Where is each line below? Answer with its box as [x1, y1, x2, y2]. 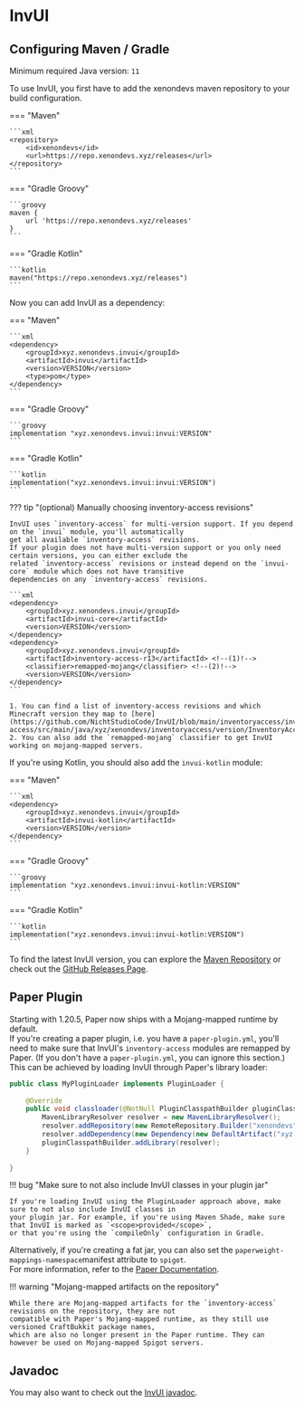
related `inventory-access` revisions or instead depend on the [9, 559, 257, 568]
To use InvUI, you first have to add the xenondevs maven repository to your [9, 83, 290, 93]
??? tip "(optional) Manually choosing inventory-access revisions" [9, 502, 254, 512]
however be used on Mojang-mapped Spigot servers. [9, 1338, 204, 1348]
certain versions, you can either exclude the [9, 551, 188, 560]
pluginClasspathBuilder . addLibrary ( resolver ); [42, 1137, 221, 1147]
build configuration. [9, 92, 83, 103]
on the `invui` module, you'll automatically [9, 528, 184, 537]
